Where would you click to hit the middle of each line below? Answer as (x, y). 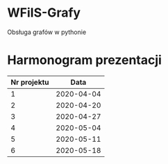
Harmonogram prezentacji (84, 60)
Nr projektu (30, 82)
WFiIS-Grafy (44, 13)
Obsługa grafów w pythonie (47, 32)
